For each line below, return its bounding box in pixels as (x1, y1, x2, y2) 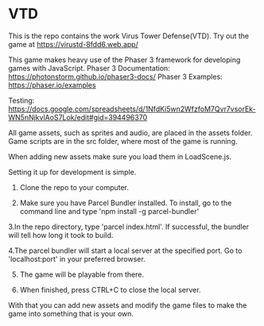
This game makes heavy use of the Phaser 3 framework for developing (8, 55, 241, 64)
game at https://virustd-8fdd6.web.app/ (8, 39, 139, 49)
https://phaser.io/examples (8, 80, 97, 90)
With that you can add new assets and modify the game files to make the (8, 300, 247, 310)
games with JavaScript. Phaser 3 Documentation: (8, 63, 171, 72)
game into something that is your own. (8, 309, 134, 318)
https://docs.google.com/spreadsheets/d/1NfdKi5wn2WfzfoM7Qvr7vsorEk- (8, 104, 256, 114)
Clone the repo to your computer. (19, 182, 130, 192)
